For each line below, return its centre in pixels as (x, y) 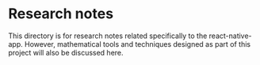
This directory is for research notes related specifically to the (108, 36)
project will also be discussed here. (66, 52)
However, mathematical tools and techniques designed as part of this (138, 44)
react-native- (230, 36)
